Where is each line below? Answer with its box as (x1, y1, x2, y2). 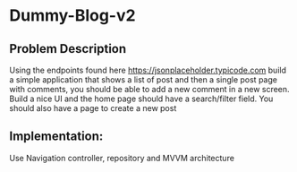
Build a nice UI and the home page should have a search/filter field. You (9, 93, 274, 104)
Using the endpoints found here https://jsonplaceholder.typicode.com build (9, 64, 287, 75)
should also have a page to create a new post (9, 103, 177, 113)
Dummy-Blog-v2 (9, 5, 136, 26)
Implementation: (9, 129, 104, 144)
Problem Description (9, 41, 127, 56)
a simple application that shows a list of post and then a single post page (9, 74, 277, 85)
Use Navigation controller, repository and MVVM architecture (9, 152, 235, 163)
